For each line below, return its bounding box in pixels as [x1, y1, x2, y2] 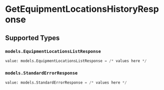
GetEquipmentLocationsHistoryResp [5, 3, 159, 15]
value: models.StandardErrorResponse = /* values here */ [5, 80, 127, 85]
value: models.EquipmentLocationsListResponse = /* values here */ [5, 58, 147, 63]
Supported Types [5, 34, 60, 42]
